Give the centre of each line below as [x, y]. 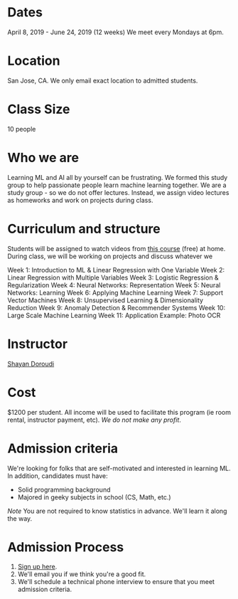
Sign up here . [37, 567]
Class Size [39, 109]
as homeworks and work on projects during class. [80, 200]
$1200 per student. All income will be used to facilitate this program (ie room [119, 412]
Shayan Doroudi [31, 364]
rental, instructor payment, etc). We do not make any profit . [94, 420]
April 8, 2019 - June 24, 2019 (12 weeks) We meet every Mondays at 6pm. [115, 32]
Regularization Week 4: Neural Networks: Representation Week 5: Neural [114, 285]
